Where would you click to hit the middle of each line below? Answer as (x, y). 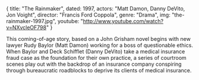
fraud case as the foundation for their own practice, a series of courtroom (97, 58)
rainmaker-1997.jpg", (31, 21)
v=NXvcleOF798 (26, 27)
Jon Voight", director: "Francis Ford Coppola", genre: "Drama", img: (88, 15)
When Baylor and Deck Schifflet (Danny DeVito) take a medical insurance (96, 52)
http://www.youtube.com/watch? (123, 21)
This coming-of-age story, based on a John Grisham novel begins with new (99, 39)
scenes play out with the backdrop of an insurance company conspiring (94, 64)
